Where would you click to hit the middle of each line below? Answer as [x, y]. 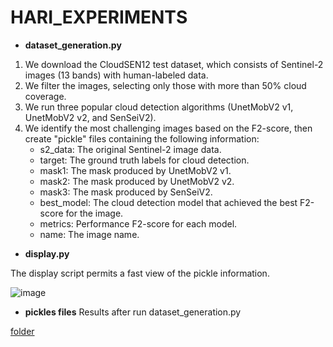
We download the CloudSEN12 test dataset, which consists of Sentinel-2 [174, 64]
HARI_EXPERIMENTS [99, 17]
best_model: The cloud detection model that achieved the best [168, 202]
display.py [47, 253]
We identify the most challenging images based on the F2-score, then [168, 128]
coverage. [45, 96]
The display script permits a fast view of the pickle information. [140, 273]
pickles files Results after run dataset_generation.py [133, 312]
